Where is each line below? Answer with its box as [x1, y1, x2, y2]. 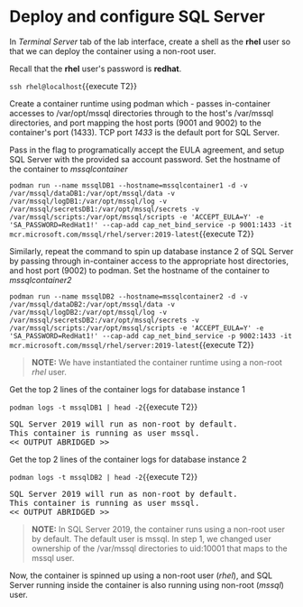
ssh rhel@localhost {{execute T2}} [9, 80, 138, 91]
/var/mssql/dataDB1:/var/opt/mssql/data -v [9, 189, 176, 198]
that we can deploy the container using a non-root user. [9, 45, 216, 56]
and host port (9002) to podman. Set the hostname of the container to [9, 264, 271, 276]
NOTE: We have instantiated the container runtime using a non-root [31, 356, 282, 367]
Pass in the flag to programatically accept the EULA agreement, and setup [9, 144, 285, 155]
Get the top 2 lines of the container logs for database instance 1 [9, 383, 245, 394]
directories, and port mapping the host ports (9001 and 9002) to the [9, 117, 262, 128]
